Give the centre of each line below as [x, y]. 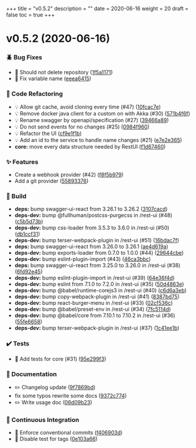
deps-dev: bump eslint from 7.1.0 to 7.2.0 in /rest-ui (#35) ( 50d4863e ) [99, 284]
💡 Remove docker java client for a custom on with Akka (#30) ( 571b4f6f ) [102, 113]
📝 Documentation [31, 374]
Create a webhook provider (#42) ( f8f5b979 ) [69, 175]
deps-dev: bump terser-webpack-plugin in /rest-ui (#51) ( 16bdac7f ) [97, 241]
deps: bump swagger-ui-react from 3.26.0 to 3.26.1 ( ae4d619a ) [92, 246]
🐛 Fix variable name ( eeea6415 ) [53, 78]
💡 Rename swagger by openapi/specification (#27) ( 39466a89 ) [92, 120]
